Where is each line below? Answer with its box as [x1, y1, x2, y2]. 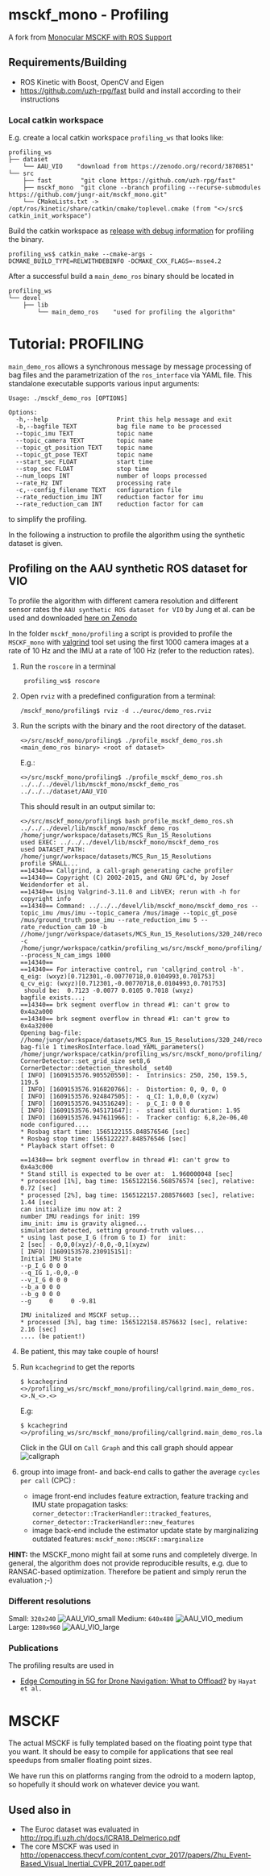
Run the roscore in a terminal [19, 661, 116, 671]
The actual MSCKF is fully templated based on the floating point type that [8, 1738, 252, 1748]
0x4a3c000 [19, 1163, 54, 1171]
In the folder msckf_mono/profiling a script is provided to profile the [8, 628, 233, 638]
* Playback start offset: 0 [19, 1141, 114, 1150]
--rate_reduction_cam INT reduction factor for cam [15, 500, 204, 508]
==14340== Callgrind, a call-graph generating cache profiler [19, 866, 234, 874]
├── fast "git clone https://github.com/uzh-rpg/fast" [23, 177, 236, 185]
